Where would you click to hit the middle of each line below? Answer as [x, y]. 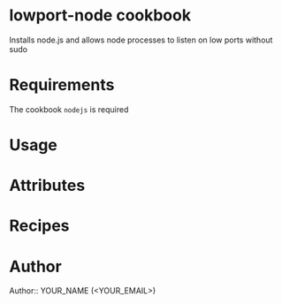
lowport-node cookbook [100, 15]
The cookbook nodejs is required [69, 109]
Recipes [39, 226]
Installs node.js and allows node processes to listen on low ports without [141, 40]
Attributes [47, 186]
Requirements [62, 85]
